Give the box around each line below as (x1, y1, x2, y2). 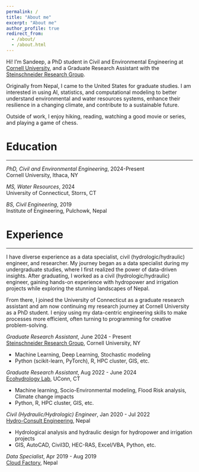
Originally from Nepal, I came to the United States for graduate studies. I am (6, 82, 191, 89)
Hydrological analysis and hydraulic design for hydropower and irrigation (14, 429, 192, 436)
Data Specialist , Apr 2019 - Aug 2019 (6, 452, 97, 460)
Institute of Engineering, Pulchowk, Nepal (6, 207, 108, 214)
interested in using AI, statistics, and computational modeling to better (6, 89, 177, 96)
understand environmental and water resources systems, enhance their (6, 95, 181, 102)
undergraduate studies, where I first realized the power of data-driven (6, 266, 177, 273)
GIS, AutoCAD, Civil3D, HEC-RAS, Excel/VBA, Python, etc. (14, 441, 156, 448)
